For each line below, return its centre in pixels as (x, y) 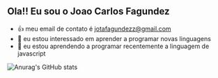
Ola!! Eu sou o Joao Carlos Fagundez (88, 11)
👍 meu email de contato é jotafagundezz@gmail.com (94, 29)
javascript (31, 53)
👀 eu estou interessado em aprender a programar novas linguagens (114, 38)
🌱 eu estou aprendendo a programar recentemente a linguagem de (113, 46)
